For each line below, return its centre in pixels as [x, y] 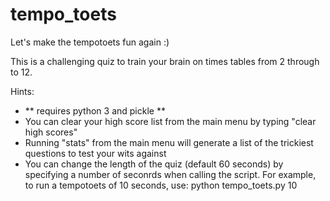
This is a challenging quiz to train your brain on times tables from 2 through [165, 61]
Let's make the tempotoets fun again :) [90, 42]
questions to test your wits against [95, 153]
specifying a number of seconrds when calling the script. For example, [170, 174]
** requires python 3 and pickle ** [95, 110]
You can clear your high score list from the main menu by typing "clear [170, 121]
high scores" [51, 132]
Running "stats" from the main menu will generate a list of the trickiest [169, 142]
